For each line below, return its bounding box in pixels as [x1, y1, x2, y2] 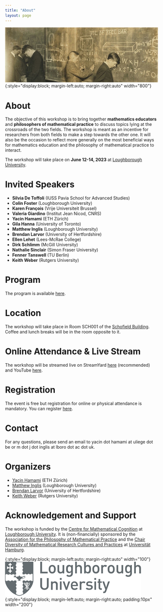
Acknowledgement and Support [5, 510, 137, 521]
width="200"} [5, 601, 33, 607]
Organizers [5, 461, 51, 473]
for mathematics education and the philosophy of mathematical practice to [5, 142, 154, 148]
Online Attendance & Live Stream [5, 346, 141, 357]
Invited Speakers [5, 179, 75, 190]
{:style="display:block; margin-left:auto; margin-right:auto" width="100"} [5, 556, 151, 562]
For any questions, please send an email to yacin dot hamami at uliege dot [5, 439, 153, 445]
